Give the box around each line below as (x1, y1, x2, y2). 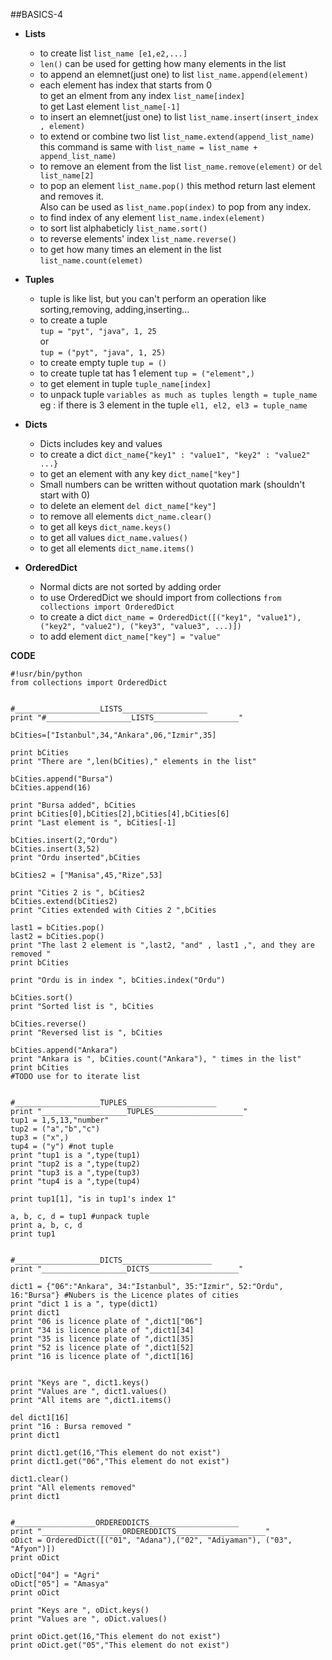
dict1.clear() (10, 1474, 70, 1484)
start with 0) (39, 489, 91, 501)
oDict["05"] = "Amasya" (10, 1579, 110, 1589)
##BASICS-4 (10, 9, 63, 20)
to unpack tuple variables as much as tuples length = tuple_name (39, 389, 318, 400)
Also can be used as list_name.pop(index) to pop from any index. (39, 201, 312, 213)
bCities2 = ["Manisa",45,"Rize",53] (10, 870, 163, 880)
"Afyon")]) (10, 1544, 56, 1554)
